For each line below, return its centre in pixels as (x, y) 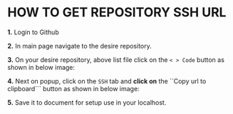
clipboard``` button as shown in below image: (74, 88)
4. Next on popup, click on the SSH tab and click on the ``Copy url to (107, 81)
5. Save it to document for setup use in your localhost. (87, 102)
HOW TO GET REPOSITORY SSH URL (117, 12)
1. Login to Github (33, 32)
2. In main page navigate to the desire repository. (79, 46)
